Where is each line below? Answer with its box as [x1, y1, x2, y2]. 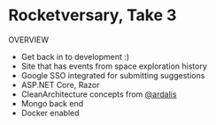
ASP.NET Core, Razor [20, 79, 100, 90]
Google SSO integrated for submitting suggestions [20, 70, 205, 80]
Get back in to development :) [20, 51, 130, 62]
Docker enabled [20, 107, 81, 118]
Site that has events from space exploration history [20, 61, 207, 71]
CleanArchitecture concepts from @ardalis [20, 89, 177, 99]
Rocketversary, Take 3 [8, 5, 177, 26]
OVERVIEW [8, 34, 50, 45]
